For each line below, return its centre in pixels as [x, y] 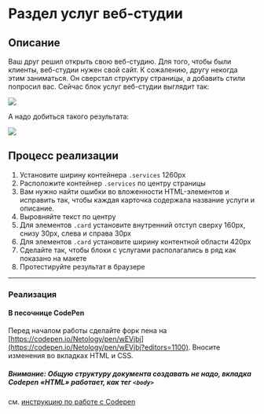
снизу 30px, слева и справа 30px [75, 233]
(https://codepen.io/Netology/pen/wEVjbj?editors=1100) [98, 347]
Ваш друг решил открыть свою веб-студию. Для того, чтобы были [120, 61]
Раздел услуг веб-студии [95, 14]
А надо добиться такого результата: [69, 116]
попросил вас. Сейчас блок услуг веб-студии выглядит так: [109, 86]
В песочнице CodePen [46, 313]
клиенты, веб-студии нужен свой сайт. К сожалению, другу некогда [123, 70]
